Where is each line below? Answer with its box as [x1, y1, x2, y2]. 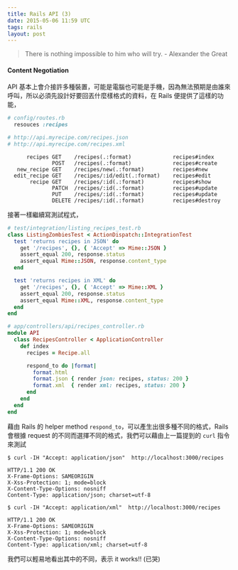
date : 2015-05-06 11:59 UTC [7, 17, 91, 24]
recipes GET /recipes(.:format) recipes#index [26, 154, 215, 161]
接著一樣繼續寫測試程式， [7, 210, 82, 219]
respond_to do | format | [26, 362, 97, 370]
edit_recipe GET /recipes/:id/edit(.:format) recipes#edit [13, 172, 212, 179]
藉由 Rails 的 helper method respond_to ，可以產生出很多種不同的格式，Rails [7, 422, 229, 431]
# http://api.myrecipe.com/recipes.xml [7, 141, 126, 148]
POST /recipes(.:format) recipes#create [52, 159, 218, 167]
